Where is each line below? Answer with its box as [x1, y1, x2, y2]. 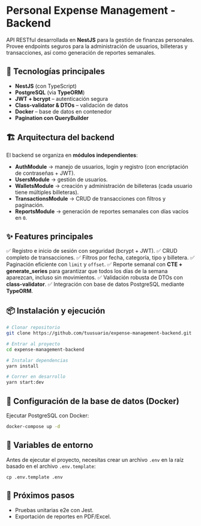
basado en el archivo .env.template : [6, 462, 96, 470]
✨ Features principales [6, 231, 94, 241]
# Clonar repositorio [6, 325, 61, 331]
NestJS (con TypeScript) [14, 82, 77, 89]
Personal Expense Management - [6, 4, 176, 17]
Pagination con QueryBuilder [14, 114, 89, 121]
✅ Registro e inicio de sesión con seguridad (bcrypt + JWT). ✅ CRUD [6, 247, 178, 255]
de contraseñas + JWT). [14, 169, 76, 177]
